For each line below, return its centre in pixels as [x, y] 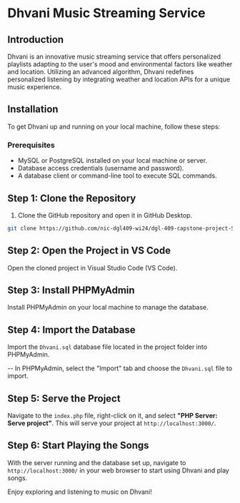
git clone [22, 228]
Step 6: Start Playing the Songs [78, 446]
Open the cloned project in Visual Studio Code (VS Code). [92, 268]
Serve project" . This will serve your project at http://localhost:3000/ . [112, 423]
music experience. [35, 87]
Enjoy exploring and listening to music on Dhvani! [80, 492]
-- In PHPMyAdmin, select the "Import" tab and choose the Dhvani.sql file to [120, 368]
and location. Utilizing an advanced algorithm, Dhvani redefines [101, 72]
